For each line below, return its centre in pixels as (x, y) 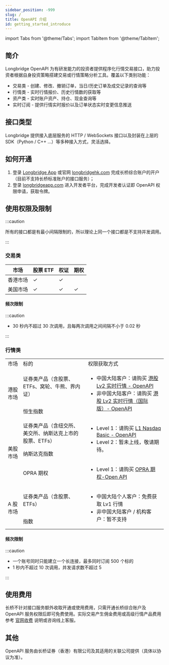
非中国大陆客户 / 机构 (121, 512)
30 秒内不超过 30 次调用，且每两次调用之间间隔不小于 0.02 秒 (76, 326)
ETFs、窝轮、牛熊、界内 (52, 386)
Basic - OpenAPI (116, 435)
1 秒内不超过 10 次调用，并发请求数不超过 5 (57, 567)
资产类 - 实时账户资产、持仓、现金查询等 (55, 99)
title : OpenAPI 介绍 (26, 19)
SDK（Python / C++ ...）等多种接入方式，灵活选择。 (59, 142)
